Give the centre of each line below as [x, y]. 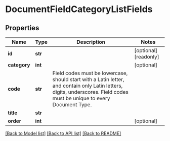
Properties [22, 28]
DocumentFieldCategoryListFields [79, 9]
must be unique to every [81, 98]
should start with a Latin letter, [89, 79]
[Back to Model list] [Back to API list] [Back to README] [63, 133]
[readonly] [146, 57]
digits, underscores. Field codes [91, 92]
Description [91, 42]
